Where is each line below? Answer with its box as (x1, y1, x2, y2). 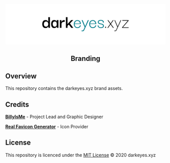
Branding (70, 54, 101, 63)
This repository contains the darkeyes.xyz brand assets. (5, 85, 123, 91)
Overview (5, 72, 37, 80)
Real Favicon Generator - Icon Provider (5, 124, 89, 130)
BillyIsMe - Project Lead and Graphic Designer (5, 114, 103, 120)
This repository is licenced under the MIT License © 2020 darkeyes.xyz (5, 152, 156, 158)
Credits (5, 100, 30, 109)
